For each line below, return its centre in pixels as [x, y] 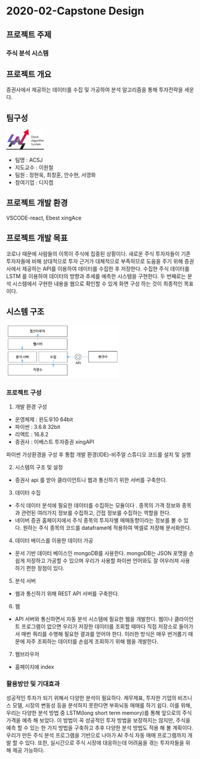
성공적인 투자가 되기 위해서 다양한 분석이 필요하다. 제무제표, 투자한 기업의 [91, 698]
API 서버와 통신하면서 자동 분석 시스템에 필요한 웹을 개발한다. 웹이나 [94, 619]
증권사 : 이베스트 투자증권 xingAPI [54, 441]
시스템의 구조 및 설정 [39, 467]
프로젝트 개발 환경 [37, 203]
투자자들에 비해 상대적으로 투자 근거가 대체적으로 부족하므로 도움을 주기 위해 [95, 261]
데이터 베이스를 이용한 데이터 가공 [54, 540]
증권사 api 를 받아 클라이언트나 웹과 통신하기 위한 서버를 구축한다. [91, 480]
